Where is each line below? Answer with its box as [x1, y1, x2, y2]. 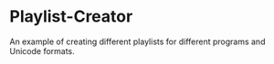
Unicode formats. [9, 45, 75, 56]
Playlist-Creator [9, 6, 133, 27]
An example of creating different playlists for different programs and [9, 36, 266, 47]
